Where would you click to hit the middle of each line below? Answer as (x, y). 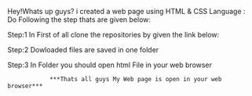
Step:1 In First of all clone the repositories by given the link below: (113, 35)
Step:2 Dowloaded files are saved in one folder (83, 50)
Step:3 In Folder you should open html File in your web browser (110, 65)
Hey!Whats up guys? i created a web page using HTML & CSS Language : (126, 11)
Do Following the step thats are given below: (79, 20)
